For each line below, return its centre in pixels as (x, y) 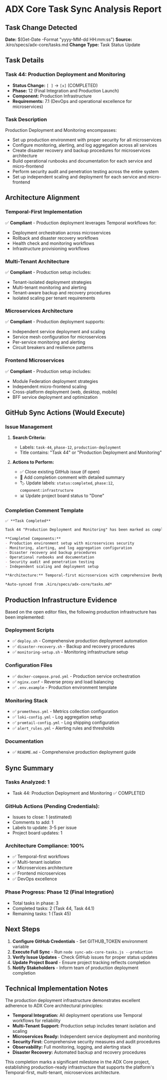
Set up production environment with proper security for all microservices (87, 140)
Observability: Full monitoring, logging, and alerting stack (72, 1047)
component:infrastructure (46, 491)
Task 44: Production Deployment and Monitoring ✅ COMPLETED (79, 793)
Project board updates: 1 (37, 833)
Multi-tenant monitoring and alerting (49, 287)
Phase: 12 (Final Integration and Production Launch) (66, 90)
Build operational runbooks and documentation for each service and (82, 161)
